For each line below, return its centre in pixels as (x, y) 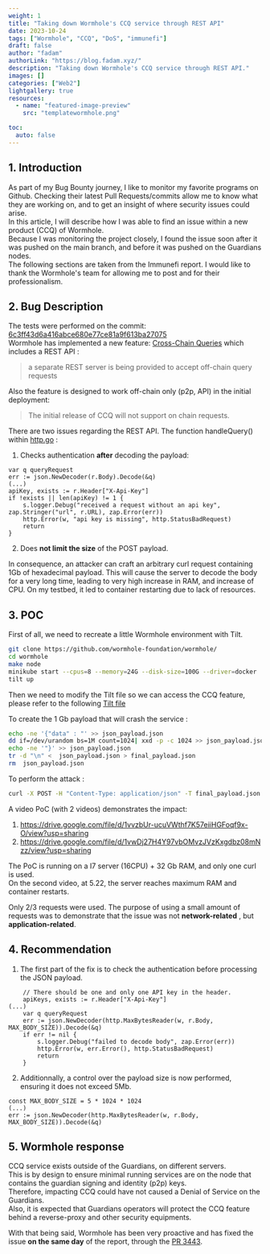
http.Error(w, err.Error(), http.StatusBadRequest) (126, 1049)
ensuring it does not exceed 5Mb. (76, 1086)
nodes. (20, 255)
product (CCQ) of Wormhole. (56, 230)
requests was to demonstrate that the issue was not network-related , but (131, 916)
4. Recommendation (60, 950)
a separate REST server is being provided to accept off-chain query (140, 367)
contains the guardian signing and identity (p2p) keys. (98, 1183)
